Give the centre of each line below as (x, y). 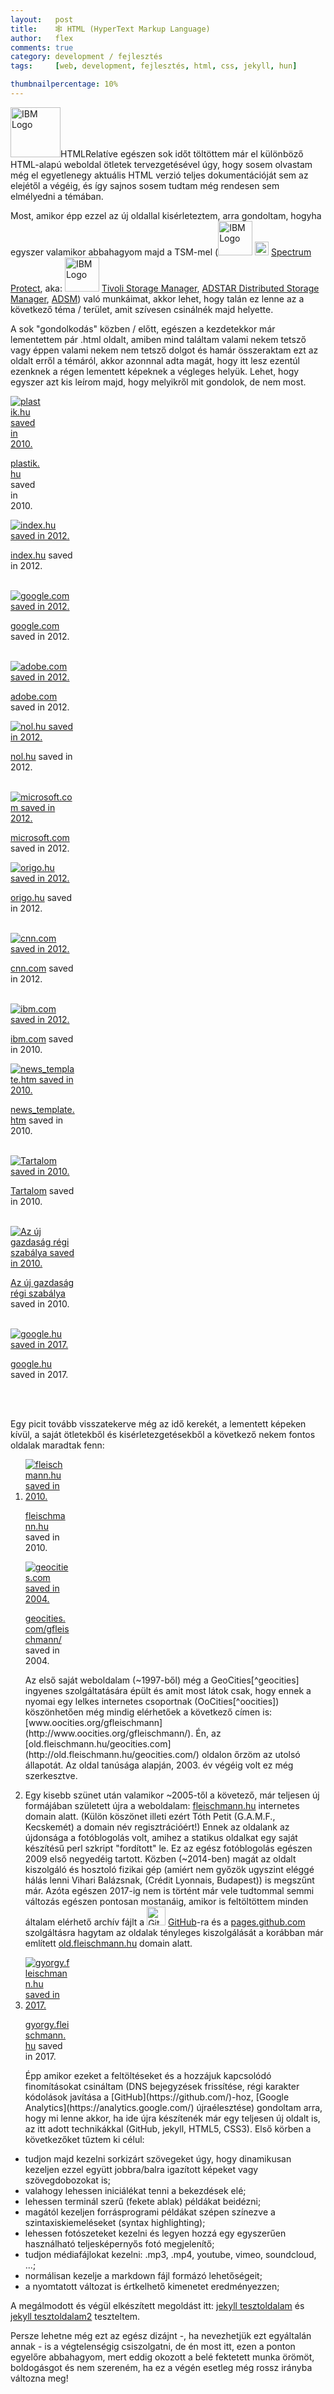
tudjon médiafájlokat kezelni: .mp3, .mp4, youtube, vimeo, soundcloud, (170, 2254)
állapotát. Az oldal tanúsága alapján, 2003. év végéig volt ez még (159, 1765)
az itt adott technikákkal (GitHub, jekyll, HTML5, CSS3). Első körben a (168, 2128)
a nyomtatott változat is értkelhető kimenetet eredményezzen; (152, 2286)
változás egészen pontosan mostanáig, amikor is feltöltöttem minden (166, 1901)
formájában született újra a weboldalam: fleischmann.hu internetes (162, 1805)
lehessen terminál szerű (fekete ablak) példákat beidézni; (143, 2201)
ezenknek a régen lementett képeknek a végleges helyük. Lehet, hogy (155, 371)
